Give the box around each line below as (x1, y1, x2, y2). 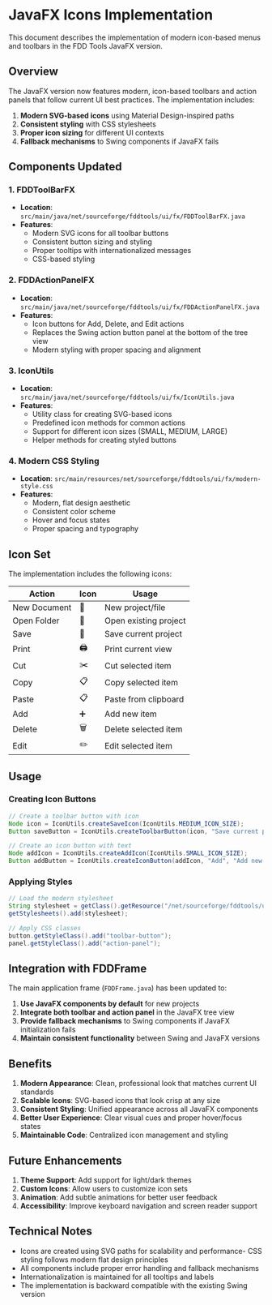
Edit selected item (104, 740, 172, 751)
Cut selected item (104, 659, 172, 671)
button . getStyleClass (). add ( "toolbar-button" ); (8, 931, 172, 940)
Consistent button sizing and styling (32, 237, 152, 247)
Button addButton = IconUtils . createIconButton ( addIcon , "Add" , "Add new (8, 857, 263, 865)
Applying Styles (8, 876, 73, 887)
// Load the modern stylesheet (8, 895, 114, 903)
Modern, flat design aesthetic (32, 498, 131, 508)
